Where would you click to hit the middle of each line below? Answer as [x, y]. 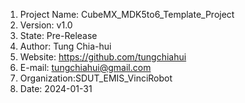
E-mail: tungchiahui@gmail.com [85, 67]
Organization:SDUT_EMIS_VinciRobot [96, 78]
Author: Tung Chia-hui [65, 46]
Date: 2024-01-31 [56, 88]
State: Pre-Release [58, 35]
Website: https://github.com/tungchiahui [103, 57]
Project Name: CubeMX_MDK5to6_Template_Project [127, 14]
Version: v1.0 [46, 25]
